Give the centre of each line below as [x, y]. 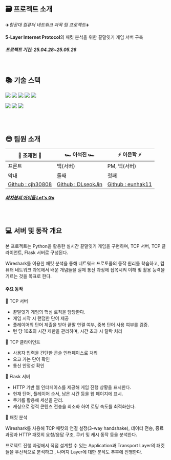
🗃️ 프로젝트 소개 [29, 9]
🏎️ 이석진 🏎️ [80, 155]
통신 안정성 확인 [28, 366]
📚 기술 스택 [23, 80]
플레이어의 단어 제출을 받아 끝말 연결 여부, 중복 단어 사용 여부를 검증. [81, 325]
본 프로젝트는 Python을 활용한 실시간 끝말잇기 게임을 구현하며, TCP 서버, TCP [83, 246]
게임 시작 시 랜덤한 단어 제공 [41, 318]
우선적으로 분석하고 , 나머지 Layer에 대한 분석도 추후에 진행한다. [78, 452]
